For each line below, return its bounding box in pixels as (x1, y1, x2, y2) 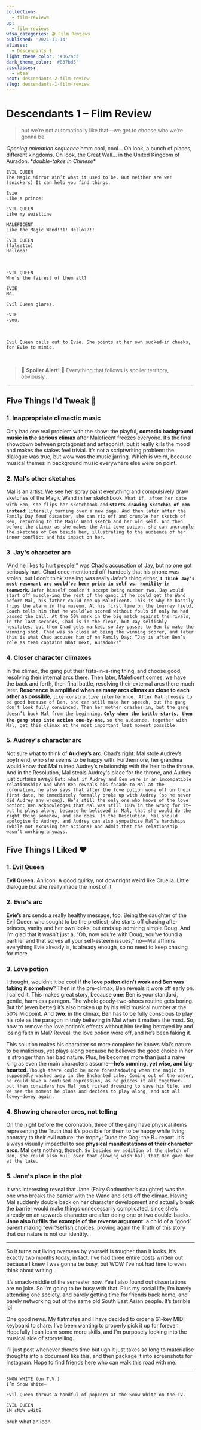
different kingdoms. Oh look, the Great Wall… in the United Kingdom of (6, 151, 181, 158)
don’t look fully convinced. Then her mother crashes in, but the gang (6, 704, 188, 710)
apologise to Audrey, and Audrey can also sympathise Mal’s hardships (6, 818, 186, 824)
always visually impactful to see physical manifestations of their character (6, 1140, 193, 1148)
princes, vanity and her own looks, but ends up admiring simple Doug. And (6, 924, 190, 931)
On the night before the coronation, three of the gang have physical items (6, 1121, 187, 1129)
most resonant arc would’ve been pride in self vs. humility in (6, 581, 170, 587)
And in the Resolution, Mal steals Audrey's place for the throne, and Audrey (6, 768, 192, 776)
